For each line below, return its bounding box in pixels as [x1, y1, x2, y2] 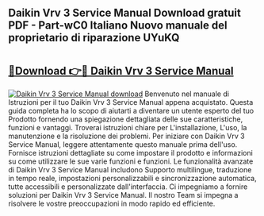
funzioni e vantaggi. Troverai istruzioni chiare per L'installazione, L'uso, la [8, 123, 247, 132]
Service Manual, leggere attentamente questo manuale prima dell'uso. [8, 140, 238, 149]
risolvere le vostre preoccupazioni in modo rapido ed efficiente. [8, 199, 216, 208]
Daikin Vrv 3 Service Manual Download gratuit [8, 6, 242, 20]
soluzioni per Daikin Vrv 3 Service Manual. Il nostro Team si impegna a [8, 191, 239, 199]
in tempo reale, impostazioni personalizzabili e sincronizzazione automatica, [8, 174, 257, 183]
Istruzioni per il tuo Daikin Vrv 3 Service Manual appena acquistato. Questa [8, 98, 254, 106]
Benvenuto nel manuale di [144, 89, 230, 98]
